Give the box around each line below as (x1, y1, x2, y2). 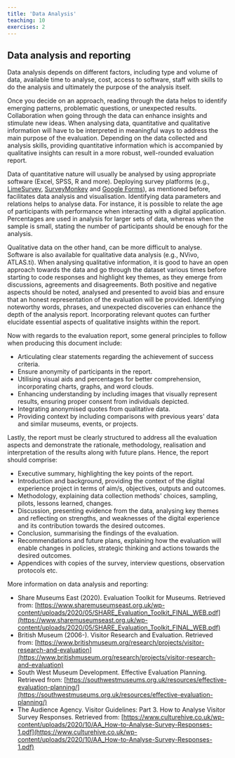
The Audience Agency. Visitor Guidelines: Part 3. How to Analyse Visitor (17, 705, 226, 714)
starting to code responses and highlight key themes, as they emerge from (7, 273, 223, 282)
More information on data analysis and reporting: (7, 580, 149, 589)
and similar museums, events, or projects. (17, 419, 139, 429)
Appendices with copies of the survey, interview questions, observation (17, 559, 225, 568)
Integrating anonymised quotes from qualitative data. (17, 405, 170, 413)
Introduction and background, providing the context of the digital (17, 477, 205, 485)
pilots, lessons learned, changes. (17, 499, 114, 508)
